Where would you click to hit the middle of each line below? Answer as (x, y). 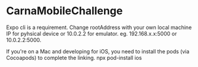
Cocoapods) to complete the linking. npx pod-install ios (74, 58)
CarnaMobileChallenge (65, 11)
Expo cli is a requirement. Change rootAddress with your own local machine (99, 27)
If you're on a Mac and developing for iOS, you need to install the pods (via (98, 51)
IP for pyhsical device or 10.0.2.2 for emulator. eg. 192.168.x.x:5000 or (92, 33)
